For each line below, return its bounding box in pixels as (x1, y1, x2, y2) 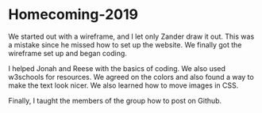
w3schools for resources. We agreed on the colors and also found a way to (8, 72, 254, 81)
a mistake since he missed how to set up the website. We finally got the (8, 40, 242, 49)
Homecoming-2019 (8, 6, 139, 24)
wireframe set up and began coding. (8, 48, 127, 58)
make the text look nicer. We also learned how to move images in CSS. (8, 81, 239, 90)
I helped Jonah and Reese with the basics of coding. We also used (8, 63, 226, 73)
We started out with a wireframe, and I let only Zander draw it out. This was (8, 32, 255, 41)
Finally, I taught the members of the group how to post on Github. (8, 96, 222, 105)
